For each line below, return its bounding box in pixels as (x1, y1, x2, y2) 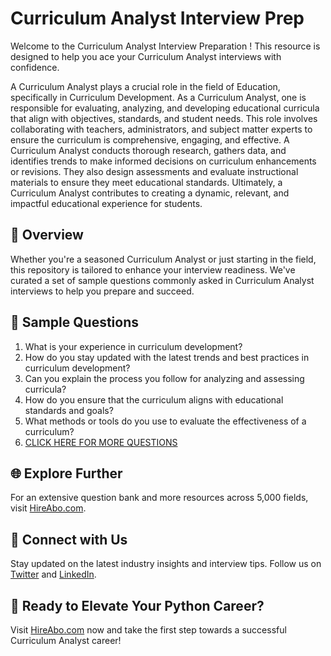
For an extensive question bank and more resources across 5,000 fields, (10, 492, 309, 504)
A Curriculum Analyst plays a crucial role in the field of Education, (10, 80, 281, 92)
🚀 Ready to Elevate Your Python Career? (10, 597, 265, 614)
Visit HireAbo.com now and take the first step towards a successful (10, 624, 287, 636)
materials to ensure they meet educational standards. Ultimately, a (10, 176, 283, 188)
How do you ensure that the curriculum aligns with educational (24, 393, 284, 406)
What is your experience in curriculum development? (24, 340, 243, 352)
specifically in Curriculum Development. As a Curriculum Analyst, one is (10, 91, 307, 103)
